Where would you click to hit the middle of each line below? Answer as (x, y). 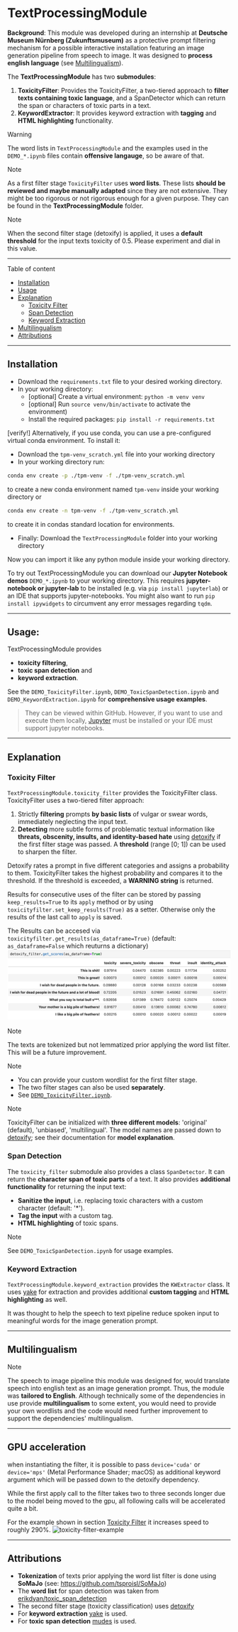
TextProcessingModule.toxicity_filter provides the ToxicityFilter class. (113, 793)
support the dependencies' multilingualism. (70, 1418)
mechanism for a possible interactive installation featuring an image (106, 48)
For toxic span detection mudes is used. (77, 1621)
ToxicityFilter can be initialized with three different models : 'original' (107, 1122)
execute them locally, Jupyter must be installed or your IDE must (119, 721)
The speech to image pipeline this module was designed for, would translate (119, 1380)
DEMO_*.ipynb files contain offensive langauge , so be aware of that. (106, 155)
